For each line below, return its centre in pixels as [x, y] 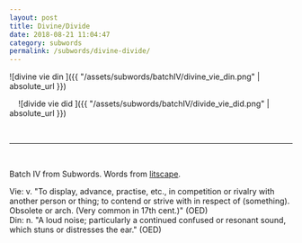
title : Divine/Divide [50, 26]
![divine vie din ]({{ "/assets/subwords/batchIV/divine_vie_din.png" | [135, 76]
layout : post [34, 18]
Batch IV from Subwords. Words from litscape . [95, 174]
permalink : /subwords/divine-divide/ [80, 51]
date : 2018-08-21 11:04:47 [60, 34]
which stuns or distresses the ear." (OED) [85, 229]
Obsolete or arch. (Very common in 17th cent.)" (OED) [109, 211]
